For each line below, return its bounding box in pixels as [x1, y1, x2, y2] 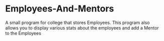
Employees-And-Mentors [5, 3, 114, 14]
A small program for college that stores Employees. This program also [5, 19, 150, 25]
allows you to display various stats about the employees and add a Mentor [5, 24, 159, 30]
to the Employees [5, 30, 41, 36]
